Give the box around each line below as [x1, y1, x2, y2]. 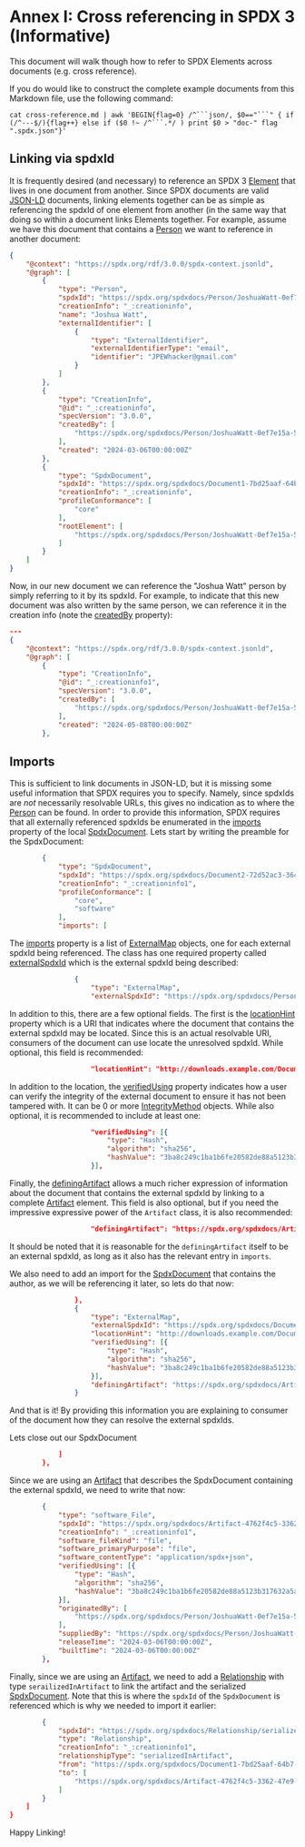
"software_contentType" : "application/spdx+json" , [57, 1553, 254, 1562]
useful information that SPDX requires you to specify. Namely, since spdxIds [9, 787, 295, 798]
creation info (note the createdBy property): [9, 610, 173, 620]
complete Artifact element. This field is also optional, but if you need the [9, 1197, 280, 1208]
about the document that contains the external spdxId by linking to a [9, 1187, 265, 1198]
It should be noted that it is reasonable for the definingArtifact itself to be [9, 1241, 289, 1252]
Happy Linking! [9, 1827, 66, 1838]
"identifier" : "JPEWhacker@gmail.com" [90, 352, 238, 361]
